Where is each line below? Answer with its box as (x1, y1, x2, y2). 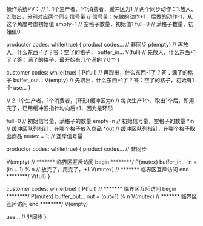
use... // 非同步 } (6, 213, 47, 220)
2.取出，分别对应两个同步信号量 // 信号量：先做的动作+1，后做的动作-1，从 (6, 13, 193, 20)
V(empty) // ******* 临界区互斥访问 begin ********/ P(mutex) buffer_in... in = (6, 158, 198, 165)
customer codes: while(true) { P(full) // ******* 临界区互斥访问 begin (6, 185, 177, 192)
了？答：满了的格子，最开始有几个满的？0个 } (6, 56, 120, 63)
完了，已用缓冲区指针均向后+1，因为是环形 (6, 105, 113, 111)
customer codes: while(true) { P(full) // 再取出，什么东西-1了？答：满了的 (6, 69, 188, 76)
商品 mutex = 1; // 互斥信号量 (11, 133, 83, 139)
